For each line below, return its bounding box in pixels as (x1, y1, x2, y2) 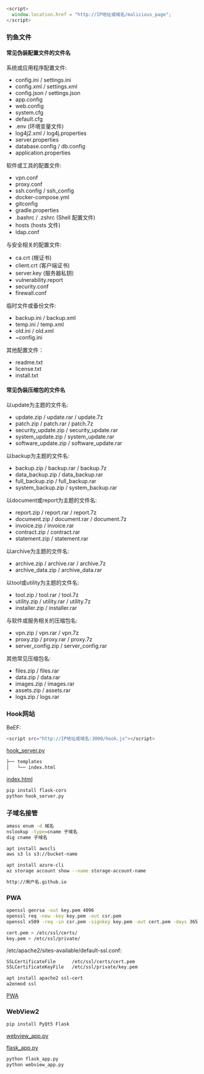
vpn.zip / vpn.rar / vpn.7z (15, 629, 79, 636)
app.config (15, 96, 43, 103)
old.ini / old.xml (15, 327, 54, 334)
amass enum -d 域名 (6, 823, 54, 829)
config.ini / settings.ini (15, 76, 71, 83)
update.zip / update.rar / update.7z (15, 413, 103, 421)
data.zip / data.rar (15, 673, 60, 680)
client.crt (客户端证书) (15, 261, 70, 269)
